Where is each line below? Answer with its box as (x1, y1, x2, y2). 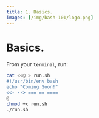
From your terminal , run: (6, 61, 69, 68)
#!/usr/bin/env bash (6, 78, 59, 85)
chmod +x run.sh (6, 101, 47, 107)
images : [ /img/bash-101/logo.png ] (6, 15, 94, 21)
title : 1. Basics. (6, 9, 53, 15)
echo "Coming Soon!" (6, 84, 59, 90)
